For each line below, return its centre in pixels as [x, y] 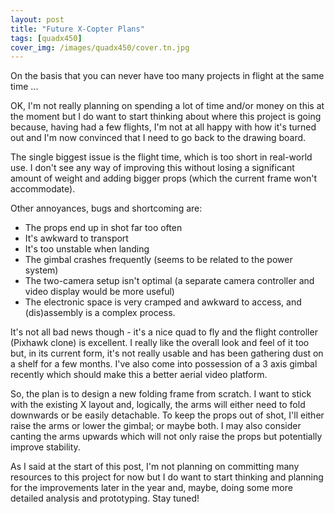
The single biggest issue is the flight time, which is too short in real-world [161, 157]
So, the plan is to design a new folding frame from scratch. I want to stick [161, 394]
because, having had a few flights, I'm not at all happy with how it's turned [163, 127]
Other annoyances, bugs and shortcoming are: [106, 208]
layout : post [37, 19]
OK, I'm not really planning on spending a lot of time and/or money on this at [167, 106]
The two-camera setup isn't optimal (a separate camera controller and [169, 281]
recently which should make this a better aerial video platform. [139, 375]
